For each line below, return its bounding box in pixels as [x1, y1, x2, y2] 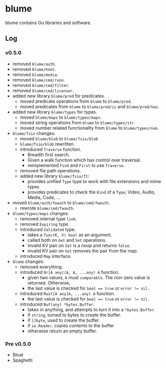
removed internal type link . [20, 216, 77, 222]
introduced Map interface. [20, 253, 72, 259]
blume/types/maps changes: [12, 210, 69, 216]
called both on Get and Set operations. [27, 237, 107, 243]
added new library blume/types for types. [12, 109, 97, 115]
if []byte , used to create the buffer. [27, 317, 100, 323]
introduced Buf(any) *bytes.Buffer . [20, 301, 95, 307]
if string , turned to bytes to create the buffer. [27, 312, 121, 318]
